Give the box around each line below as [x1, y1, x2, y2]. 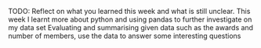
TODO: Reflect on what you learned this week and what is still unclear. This [8, 7, 251, 15]
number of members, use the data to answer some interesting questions [8, 31, 241, 40]
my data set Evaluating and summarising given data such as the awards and [8, 23, 253, 32]
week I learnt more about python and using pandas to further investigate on [8, 15, 252, 24]
